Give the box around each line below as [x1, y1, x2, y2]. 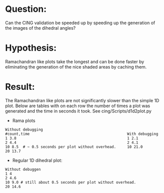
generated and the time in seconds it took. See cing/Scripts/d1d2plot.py [5, 108, 152, 114]
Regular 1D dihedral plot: [12, 157, 63, 163]
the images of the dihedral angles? [5, 25, 76, 31]
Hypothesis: [5, 42, 57, 54]
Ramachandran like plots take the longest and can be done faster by [5, 58, 145, 65]
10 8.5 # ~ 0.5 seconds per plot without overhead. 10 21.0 [5, 144, 143, 149]
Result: [5, 81, 35, 92]
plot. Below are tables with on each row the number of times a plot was [5, 103, 150, 109]
